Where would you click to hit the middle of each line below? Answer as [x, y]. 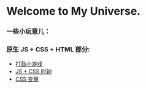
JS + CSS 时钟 [33, 71]
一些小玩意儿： [29, 32]
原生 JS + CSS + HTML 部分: [48, 50]
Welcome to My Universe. [74, 11]
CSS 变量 [27, 79]
